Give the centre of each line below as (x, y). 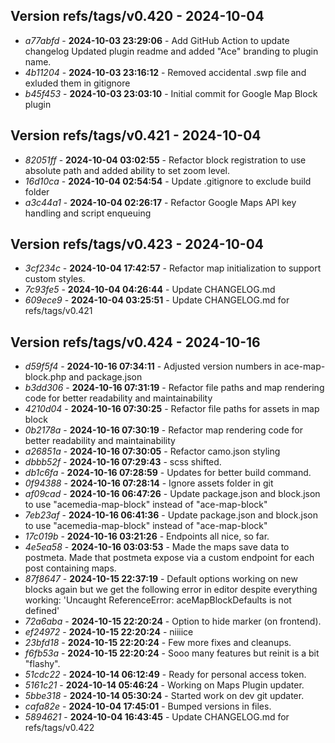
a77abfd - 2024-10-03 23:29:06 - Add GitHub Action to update (157, 40)
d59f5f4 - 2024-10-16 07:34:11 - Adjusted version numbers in (153, 366)
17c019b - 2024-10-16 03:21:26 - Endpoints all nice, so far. (147, 536)
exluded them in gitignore (77, 83)
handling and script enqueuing (88, 213)
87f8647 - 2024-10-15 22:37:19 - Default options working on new (161, 579)
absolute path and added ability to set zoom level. (127, 170)
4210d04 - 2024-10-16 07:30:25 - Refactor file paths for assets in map (172, 409)
